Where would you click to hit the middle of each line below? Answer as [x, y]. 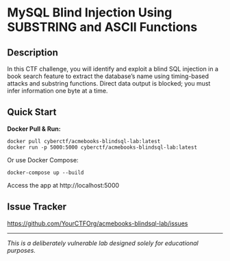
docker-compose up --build [46, 173]
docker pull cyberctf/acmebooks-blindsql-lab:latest [84, 141]
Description [33, 52]
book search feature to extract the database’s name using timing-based [108, 76]
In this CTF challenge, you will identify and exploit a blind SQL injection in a [113, 69]
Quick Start [32, 112]
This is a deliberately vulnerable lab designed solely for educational [103, 243]
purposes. [22, 250]
